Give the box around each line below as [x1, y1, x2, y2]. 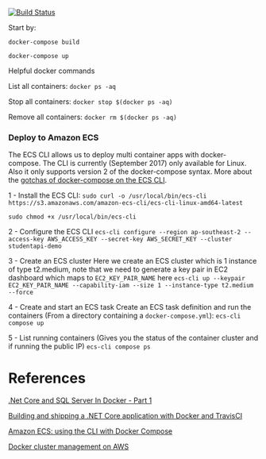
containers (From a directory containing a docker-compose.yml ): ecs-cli [8, 310, 241, 321]
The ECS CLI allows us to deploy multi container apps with [8, 150, 199, 160]
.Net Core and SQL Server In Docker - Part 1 [8, 395, 152, 405]
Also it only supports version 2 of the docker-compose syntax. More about [8, 167, 253, 176]
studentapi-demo [8, 242, 62, 250]
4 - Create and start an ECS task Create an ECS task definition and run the [8, 303, 252, 312]
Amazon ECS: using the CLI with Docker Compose [8, 426, 173, 436]
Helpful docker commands [8, 66, 95, 75]
